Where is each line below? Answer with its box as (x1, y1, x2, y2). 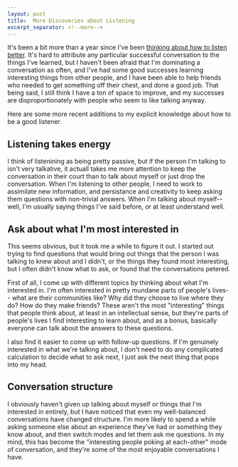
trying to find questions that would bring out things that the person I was (7, 250, 220, 258)
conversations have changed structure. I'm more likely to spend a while (7, 414, 217, 424)
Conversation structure (7, 381, 114, 393)
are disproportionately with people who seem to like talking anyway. (7, 96, 206, 105)
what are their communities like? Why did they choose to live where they (11, 293, 224, 302)
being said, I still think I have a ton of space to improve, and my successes (7, 88, 225, 97)
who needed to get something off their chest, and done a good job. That (7, 81, 219, 90)
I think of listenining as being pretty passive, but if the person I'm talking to (7, 157, 226, 166)
